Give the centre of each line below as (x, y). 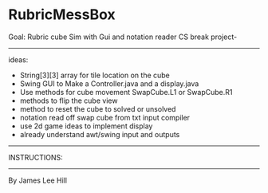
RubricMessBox (62, 15)
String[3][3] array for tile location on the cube (95, 75)
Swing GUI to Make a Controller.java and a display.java (109, 83)
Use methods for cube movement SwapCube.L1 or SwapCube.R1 (126, 92)
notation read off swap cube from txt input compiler (104, 117)
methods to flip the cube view (69, 100)
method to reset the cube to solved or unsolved (98, 108)
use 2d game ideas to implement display (86, 126)
